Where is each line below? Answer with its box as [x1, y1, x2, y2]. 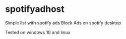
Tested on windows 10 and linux [5, 29, 70, 35]
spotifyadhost [5, 3, 64, 15]
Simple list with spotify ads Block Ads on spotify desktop [5, 20, 122, 26]
